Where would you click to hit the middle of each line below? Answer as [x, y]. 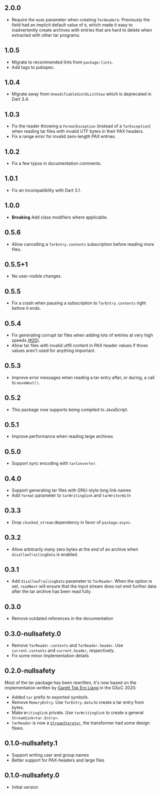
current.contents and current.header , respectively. [63, 651]
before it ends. [26, 308]
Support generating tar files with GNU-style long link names [71, 490]
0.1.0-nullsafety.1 [31, 743]
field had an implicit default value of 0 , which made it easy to [72, 25]
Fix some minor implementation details [50, 656]
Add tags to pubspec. [33, 67]
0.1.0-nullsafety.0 [32, 775]
